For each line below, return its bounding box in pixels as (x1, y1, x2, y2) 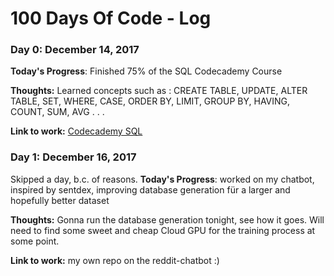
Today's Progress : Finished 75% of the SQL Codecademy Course (10, 65, 283, 77)
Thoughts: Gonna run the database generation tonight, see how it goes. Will (10, 213, 325, 226)
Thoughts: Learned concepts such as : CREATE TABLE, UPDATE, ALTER (10, 85, 308, 97)
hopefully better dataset (10, 194, 110, 206)
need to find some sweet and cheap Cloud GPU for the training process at (10, 224, 316, 236)
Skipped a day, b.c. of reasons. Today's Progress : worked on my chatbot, (10, 173, 315, 185)
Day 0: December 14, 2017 (10, 43, 140, 57)
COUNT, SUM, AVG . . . (10, 106, 105, 118)
